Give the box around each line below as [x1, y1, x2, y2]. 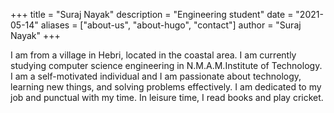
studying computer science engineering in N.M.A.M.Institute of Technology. [10, 60, 323, 71]
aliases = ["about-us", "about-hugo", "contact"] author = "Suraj [40, 19, 302, 31]
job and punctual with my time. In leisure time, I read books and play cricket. [10, 92, 324, 103]
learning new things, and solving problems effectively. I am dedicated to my [10, 81, 322, 93]
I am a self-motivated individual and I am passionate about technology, [10, 70, 302, 82]
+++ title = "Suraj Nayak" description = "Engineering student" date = [10, 9, 294, 20]
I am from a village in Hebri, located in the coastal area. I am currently [10, 49, 297, 61]
